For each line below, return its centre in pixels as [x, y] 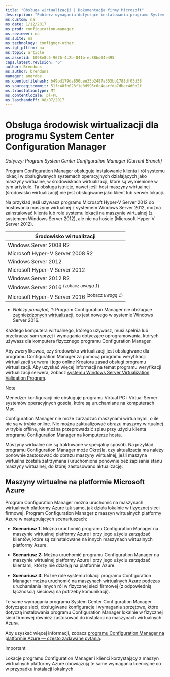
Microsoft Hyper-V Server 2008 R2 [50, 254]
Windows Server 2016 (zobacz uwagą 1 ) [54, 287]
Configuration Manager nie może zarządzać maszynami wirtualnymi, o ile [82, 418]
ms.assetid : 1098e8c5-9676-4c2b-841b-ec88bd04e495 [60, 57]
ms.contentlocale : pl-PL [31, 95]
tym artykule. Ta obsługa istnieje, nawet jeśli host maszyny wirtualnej [77, 187]
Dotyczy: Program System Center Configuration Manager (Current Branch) [84, 161]
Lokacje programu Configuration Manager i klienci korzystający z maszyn [82, 658]
